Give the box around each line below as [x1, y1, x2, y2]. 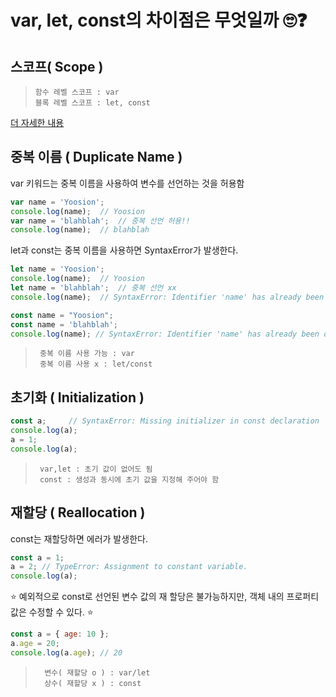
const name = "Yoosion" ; [10, 310, 114, 320]
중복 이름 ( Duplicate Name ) [10, 149, 183, 166]
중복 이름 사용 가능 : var [39, 349, 135, 359]
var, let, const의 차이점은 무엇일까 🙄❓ [10, 9, 308, 32]
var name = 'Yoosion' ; [10, 197, 105, 207]
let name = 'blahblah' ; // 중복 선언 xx [10, 283, 177, 293]
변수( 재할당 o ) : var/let [44, 667, 151, 678]
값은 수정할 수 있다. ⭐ [10, 606, 94, 618]
